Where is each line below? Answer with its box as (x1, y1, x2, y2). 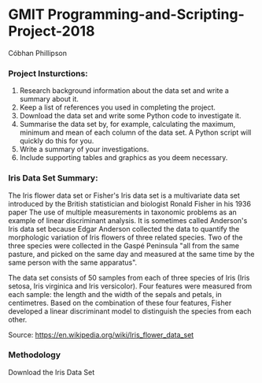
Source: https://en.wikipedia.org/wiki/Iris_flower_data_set (8, 329, 194, 340)
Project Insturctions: (8, 68, 88, 79)
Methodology (8, 349, 61, 360)
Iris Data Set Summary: (8, 173, 98, 184)
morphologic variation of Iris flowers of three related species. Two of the (8, 232, 243, 242)
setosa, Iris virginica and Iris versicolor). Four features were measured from (8, 281, 253, 291)
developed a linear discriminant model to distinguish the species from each (8, 306, 252, 316)
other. (8, 314, 28, 324)
